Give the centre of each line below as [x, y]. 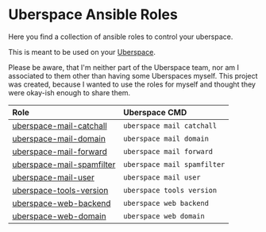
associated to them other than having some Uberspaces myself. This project [133, 75]
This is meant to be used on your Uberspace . [82, 52]
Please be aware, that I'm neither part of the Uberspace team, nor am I [124, 67]
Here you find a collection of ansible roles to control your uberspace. [121, 37]
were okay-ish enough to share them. [69, 92]
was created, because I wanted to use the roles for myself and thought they [132, 84]
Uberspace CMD [155, 112]
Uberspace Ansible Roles [93, 15]
